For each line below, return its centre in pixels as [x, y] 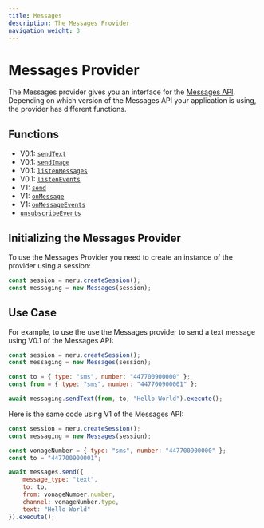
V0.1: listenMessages [53, 171]
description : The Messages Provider [69, 23]
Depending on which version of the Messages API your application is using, [132, 101]
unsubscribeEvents [50, 214]
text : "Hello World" [57, 509]
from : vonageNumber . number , [69, 494]
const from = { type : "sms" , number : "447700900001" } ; [103, 384]
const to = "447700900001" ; [55, 458]
